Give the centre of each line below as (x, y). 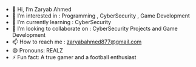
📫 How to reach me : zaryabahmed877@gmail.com (77, 42)
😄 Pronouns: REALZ (38, 50)
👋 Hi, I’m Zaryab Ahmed (42, 9)
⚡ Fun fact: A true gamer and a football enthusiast (74, 57)
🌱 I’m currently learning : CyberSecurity (61, 22)
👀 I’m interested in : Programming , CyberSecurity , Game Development (101, 16)
